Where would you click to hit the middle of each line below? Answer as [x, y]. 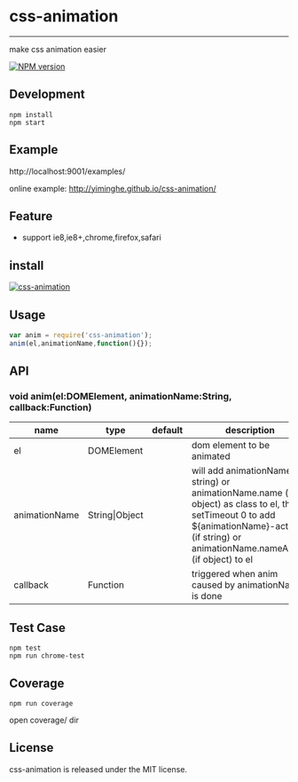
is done [207, 596]
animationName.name [237, 493]
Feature [31, 216]
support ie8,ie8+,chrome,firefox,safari [91, 238]
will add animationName [241, 470]
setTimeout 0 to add [233, 515]
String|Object [115, 515]
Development [47, 95]
